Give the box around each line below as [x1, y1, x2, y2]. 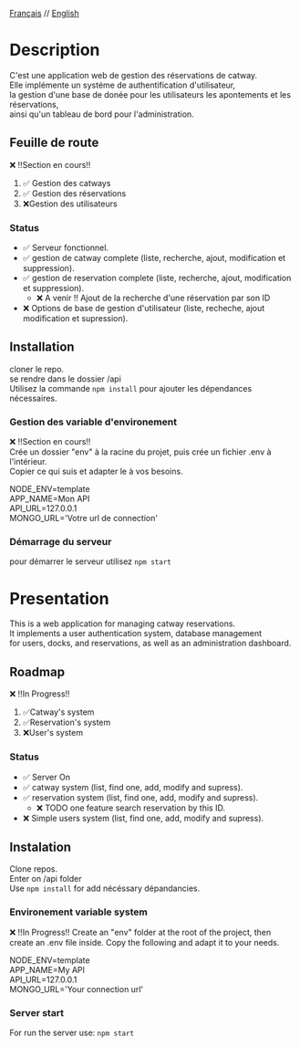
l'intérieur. [9, 456, 47, 467]
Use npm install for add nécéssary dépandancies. [9, 883, 201, 894]
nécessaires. [9, 393, 57, 403]
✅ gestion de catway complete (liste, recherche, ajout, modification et [22, 253, 285, 264]
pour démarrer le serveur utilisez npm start [9, 556, 171, 567]
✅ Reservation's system [22, 717, 111, 728]
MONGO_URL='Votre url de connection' [9, 513, 158, 524]
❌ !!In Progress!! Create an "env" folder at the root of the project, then [9, 927, 272, 937]
